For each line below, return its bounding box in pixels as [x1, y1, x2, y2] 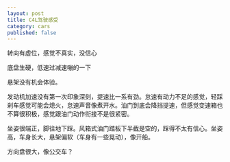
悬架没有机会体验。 [7, 78, 62, 86]
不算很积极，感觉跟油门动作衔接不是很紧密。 [7, 110, 133, 118]
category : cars [7, 23, 51, 30]
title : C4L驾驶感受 [7, 16, 59, 23]
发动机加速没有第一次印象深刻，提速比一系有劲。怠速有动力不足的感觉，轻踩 [7, 93, 223, 101]
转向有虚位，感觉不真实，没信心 [7, 49, 97, 57]
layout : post [7, 10, 44, 17]
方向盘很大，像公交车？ [7, 148, 73, 156]
